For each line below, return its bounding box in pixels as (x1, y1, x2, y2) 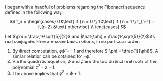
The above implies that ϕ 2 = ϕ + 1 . (12, 69, 81, 76)
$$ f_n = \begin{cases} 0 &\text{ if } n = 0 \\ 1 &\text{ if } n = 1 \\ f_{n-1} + (9, 19, 155, 24)
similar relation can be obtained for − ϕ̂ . (12, 53, 91, 59)
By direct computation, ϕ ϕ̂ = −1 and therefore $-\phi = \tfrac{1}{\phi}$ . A (12, 48, 158, 54)
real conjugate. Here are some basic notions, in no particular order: (5, 39, 140, 44)
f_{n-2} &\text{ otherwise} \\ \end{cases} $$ (38, 24, 126, 30)
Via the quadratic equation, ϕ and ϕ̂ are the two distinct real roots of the (12, 59, 157, 64)
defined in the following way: (5, 9, 63, 15)
